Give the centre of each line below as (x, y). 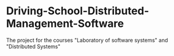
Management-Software (65, 24)
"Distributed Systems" (33, 46)
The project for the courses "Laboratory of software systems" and (87, 40)
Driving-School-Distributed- (78, 11)
